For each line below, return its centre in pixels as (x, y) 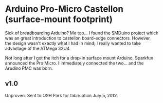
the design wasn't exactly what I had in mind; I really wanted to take (73, 43)
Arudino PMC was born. (29, 68)
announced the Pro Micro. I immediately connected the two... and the (74, 63)
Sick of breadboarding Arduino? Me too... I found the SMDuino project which (82, 33)
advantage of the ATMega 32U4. (38, 48)
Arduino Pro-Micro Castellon (64, 9)
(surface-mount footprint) (59, 19)
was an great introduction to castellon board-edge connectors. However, (78, 38)
